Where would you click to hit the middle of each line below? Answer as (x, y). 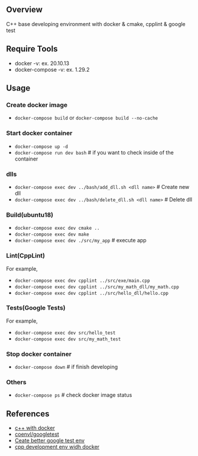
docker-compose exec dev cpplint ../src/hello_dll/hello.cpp (92, 293)
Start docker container (39, 133)
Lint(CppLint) (26, 256)
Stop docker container (39, 354)
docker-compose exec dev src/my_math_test (68, 339)
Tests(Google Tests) (36, 308)
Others (16, 383)
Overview (25, 10)
